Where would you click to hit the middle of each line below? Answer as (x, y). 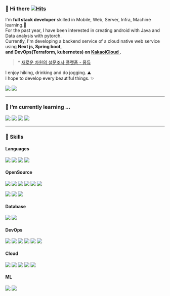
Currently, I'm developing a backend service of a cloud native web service (83, 41)
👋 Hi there (18, 9)
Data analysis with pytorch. (34, 36)
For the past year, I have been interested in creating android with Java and (83, 30)
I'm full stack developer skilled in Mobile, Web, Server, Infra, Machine (78, 20)
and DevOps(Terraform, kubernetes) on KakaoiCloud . (63, 52)
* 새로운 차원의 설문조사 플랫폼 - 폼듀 (54, 62)
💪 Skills (14, 137)
